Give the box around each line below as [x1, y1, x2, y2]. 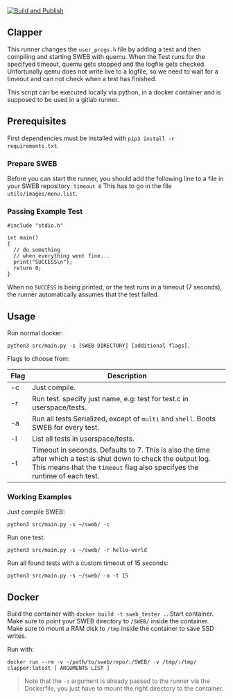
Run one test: [7, 533, 45, 541]
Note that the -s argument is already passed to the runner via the [24, 677, 210, 685]
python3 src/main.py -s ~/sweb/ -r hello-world [7, 547, 148, 554]
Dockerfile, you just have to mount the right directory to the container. [24, 684, 224, 693]
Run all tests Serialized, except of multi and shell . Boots [32, 414, 216, 423]
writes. [7, 632, 27, 640]
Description [107, 371, 147, 381]
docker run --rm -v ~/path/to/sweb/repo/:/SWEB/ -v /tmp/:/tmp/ [7, 659, 197, 666]
